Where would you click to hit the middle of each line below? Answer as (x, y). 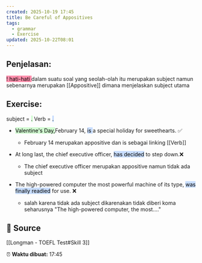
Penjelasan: (29, 64)
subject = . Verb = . (30, 119)
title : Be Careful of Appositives (50, 17)
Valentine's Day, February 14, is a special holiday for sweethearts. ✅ (99, 130)
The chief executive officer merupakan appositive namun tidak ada (107, 166)
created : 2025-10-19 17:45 (40, 12)
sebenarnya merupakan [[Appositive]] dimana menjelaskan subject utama (98, 85)
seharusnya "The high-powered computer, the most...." (93, 209)
